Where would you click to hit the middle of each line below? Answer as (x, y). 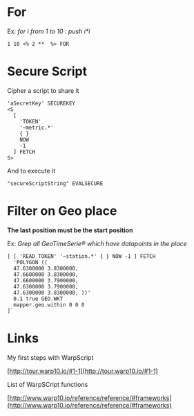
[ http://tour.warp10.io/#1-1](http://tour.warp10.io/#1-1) (83, 371)
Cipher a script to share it (43, 90)
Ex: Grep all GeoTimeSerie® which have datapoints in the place (97, 243)
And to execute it (31, 171)
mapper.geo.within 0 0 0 (49, 305)
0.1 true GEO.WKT (38, 299)
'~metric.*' (37, 128)
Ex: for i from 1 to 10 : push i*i (49, 31)
